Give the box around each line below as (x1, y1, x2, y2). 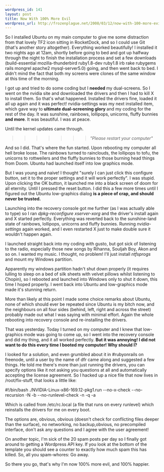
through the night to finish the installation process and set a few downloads (5, 55, 157, 61)
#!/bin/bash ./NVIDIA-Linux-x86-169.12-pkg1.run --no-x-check (5, 387, 131, 393)
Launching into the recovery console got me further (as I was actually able (5, 205, 155, 211)
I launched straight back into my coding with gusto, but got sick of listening (5, 241, 156, 247)
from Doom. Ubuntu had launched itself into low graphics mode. (5, 160, 134, 166)
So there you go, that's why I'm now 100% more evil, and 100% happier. (5, 461, 150, 467)
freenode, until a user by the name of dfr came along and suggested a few (5, 357, 155, 362)
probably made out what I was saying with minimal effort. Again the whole (5, 312, 154, 318)
